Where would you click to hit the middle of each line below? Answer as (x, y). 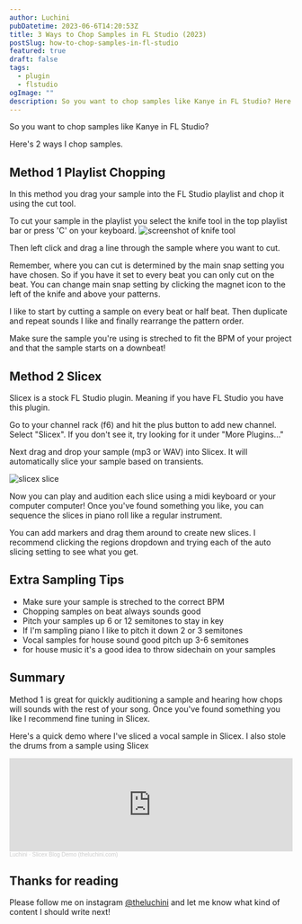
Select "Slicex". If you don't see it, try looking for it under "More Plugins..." (147, 434)
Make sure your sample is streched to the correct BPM (123, 601)
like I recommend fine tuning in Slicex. (80, 718)
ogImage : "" (31, 93)
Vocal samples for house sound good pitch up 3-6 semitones (135, 640)
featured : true (38, 51)
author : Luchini (40, 18)
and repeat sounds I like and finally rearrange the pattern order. (127, 321)
